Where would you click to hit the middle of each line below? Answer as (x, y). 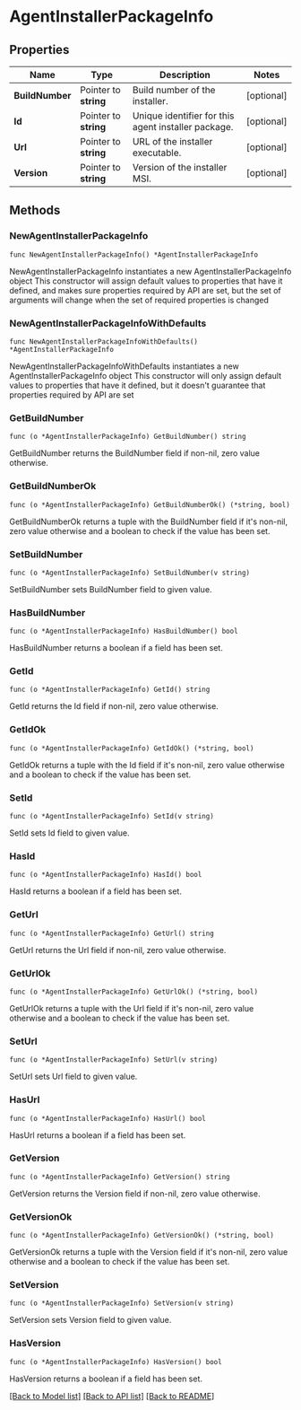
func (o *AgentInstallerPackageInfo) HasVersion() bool (116, 1362)
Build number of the (174, 90)
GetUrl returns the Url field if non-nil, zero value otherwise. (118, 950)
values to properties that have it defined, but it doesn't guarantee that (138, 385)
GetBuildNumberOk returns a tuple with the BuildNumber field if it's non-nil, (149, 521)
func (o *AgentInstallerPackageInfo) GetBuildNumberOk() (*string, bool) (150, 504)
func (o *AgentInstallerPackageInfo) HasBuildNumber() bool (124, 631)
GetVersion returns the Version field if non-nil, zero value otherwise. (135, 1193)
